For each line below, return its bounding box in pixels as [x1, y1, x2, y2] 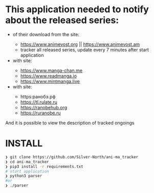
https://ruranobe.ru [20, 110, 61, 116]
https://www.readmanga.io [20, 73, 77, 79]
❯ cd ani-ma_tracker [5, 159, 50, 164]
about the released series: [5, 14, 119, 26]
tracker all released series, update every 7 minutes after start [20, 46, 149, 53]
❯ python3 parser [5, 174, 42, 179]
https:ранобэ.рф [20, 93, 56, 100]
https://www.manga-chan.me [20, 67, 83, 74]
